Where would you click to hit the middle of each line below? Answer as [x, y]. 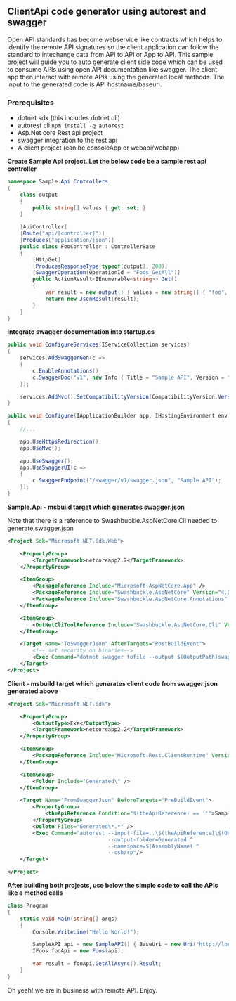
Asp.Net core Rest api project [60, 133]
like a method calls [35, 893]
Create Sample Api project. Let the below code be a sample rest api [107, 162]
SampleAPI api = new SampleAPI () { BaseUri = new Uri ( [114, 945]
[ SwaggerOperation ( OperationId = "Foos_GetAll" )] [106, 273]
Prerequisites [31, 103]
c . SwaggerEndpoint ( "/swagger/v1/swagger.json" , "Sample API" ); [127, 481]
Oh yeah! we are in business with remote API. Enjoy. [83, 990]
